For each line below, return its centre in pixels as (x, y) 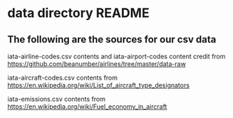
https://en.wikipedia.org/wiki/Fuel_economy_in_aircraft (87, 107)
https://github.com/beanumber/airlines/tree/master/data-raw (97, 64)
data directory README (78, 13)
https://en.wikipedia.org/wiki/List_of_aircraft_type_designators (99, 85)
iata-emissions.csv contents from (56, 99)
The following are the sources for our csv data (112, 39)
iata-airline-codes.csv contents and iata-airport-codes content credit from (116, 56)
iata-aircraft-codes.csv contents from (63, 77)
